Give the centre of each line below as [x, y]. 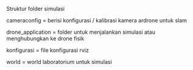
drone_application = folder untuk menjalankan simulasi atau [81, 32]
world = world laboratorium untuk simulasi [59, 62]
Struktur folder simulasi [36, 9]
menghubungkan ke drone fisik [45, 38]
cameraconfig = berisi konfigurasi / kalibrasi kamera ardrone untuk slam [97, 20]
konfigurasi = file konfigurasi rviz [48, 50]
